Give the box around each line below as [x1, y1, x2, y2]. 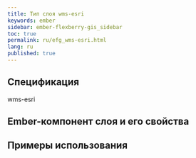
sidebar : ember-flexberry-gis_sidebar [7, 23, 123, 30]
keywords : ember [7, 17, 56, 24]
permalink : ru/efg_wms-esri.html [7, 37, 107, 44]
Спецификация [7, 76, 80, 89]
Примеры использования [7, 140, 128, 152]
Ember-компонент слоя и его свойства [7, 115, 190, 128]
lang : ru [7, 43, 33, 50]
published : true [7, 50, 56, 57]
